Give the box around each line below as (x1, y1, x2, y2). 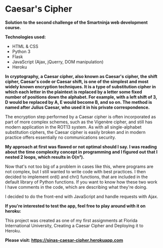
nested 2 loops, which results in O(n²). (5, 154, 85, 160)
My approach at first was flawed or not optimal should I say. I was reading (5, 144, 157, 149)
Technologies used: (5, 34, 46, 40)
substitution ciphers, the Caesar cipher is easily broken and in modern (5, 129, 146, 135)
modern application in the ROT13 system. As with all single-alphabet (5, 124, 142, 130)
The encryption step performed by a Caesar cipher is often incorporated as (5, 114, 156, 119)
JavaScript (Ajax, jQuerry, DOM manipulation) (12, 59, 104, 65)
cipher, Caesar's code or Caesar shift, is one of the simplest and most (5, 79, 149, 84)
